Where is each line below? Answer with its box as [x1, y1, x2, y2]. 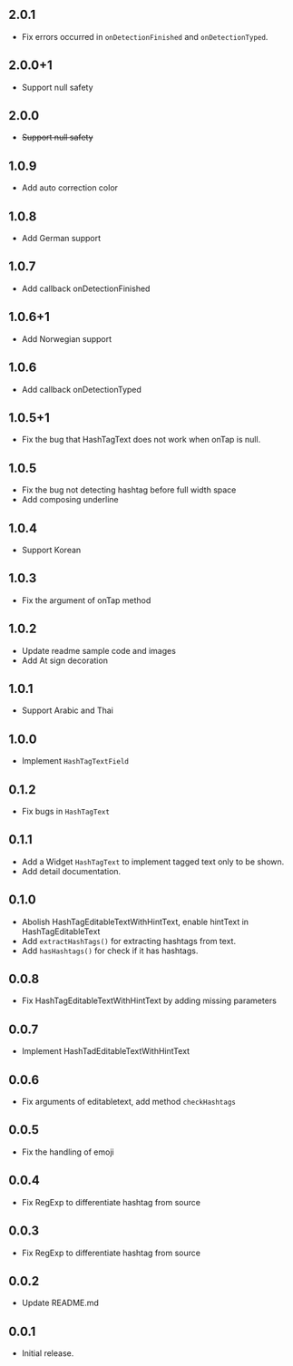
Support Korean [21, 544, 82, 555]
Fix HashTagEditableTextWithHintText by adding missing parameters [21, 995, 278, 1006]
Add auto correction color [21, 182, 119, 193]
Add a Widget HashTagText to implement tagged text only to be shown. [21, 856, 285, 867]
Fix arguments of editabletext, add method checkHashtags [21, 1097, 237, 1107]
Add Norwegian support [21, 333, 112, 344]
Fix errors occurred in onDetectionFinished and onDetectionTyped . [21, 31, 269, 42]
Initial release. [21, 1348, 74, 1359]
